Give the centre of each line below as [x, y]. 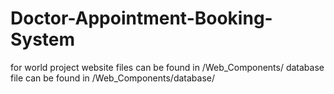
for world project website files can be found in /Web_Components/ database [167, 67]
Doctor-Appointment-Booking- [141, 18]
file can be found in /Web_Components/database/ [113, 78]
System [43, 39]
